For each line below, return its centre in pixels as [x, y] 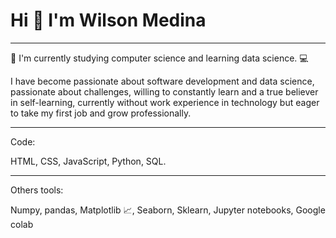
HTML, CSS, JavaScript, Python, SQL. [88, 161]
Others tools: [37, 190]
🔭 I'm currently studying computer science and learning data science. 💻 [159, 58]
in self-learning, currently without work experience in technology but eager [165, 102]
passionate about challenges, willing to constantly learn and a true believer [164, 91]
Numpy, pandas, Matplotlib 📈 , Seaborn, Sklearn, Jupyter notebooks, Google [168, 210]
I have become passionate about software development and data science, [162, 81]
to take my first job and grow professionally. [101, 113]
